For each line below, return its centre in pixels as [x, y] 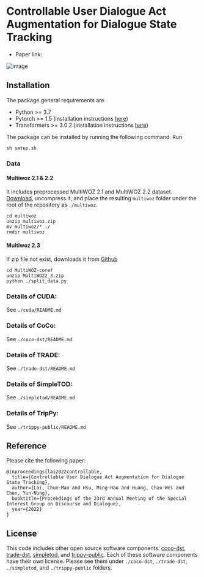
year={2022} [27, 510]
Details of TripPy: [33, 413]
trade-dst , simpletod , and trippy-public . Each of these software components [102, 555]
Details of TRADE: [33, 355]
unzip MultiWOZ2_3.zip [35, 276]
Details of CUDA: [32, 296]
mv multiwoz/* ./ [28, 227]
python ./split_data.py [37, 281]
